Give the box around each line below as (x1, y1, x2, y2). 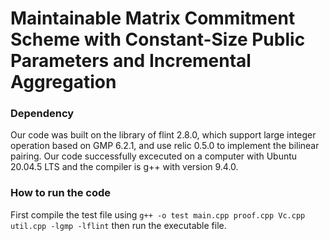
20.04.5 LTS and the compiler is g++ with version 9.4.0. (10, 161, 239, 173)
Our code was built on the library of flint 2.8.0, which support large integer (10, 129, 317, 141)
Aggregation (10, 71, 117, 94)
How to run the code (10, 186, 112, 200)
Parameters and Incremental (10, 50, 252, 72)
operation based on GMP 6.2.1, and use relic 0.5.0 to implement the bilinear (10, 140, 320, 152)
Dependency (10, 107, 75, 121)
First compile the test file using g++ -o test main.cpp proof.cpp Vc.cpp (10, 208, 306, 221)
